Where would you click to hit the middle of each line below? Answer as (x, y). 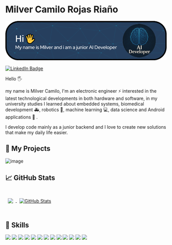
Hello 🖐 (14, 79)
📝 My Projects (28, 148)
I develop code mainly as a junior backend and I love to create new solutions (86, 127)
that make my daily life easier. (37, 133)
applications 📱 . (21, 117)
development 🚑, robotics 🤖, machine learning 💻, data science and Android (85, 110)
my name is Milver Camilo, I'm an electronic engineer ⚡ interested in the (81, 91)
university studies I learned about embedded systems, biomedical (75, 104)
